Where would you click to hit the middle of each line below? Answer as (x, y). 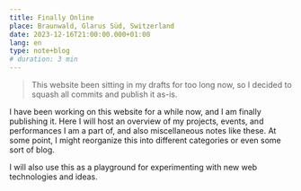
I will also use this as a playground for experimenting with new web (133, 167)
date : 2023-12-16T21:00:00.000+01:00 (80, 34)
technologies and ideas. (53, 177)
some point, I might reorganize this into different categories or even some (145, 140)
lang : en (26, 43)
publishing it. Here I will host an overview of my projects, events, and (137, 121)
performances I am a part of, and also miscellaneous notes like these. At (143, 130)
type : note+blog (40, 51)
